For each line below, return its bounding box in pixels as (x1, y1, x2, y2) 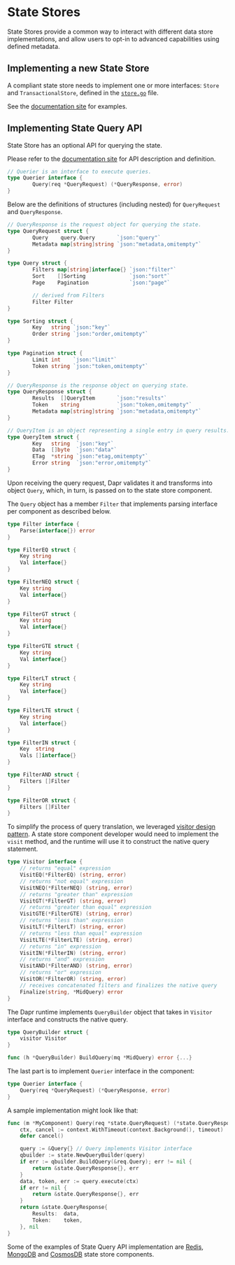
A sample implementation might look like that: (7, 1106, 138, 1115)
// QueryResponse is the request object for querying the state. (7, 221, 201, 228)
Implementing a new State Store (7, 62, 150, 74)
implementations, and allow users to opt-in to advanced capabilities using (7, 34, 220, 43)
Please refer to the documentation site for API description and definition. (7, 155, 216, 163)
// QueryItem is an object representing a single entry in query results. (7, 427, 230, 434)
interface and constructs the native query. (7, 1015, 128, 1024)
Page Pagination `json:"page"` (32, 279, 171, 287)
